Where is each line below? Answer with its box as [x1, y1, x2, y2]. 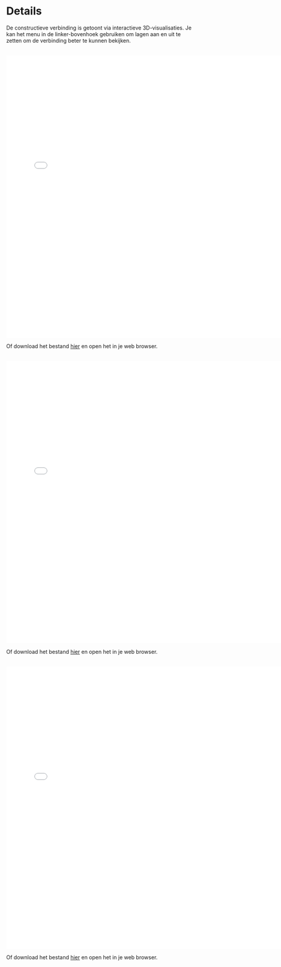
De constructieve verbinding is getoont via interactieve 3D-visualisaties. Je [6, 24, 192, 31]
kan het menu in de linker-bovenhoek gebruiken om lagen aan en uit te [6, 30, 181, 37]
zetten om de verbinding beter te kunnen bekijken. [6, 37, 131, 44]
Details [6, 4, 42, 18]
